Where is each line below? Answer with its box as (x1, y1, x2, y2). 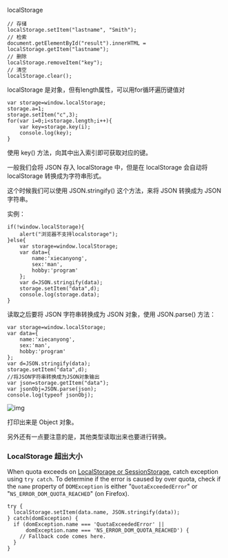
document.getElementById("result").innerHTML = (7, 40, 147, 47)
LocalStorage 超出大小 (7, 451, 83, 461)
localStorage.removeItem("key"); (7, 59, 103, 66)
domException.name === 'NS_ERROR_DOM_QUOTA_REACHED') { (25, 527, 189, 534)
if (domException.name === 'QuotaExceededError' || (13, 521, 165, 528)
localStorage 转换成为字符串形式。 (7, 172, 105, 180)
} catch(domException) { (7, 515, 79, 522)
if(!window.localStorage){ (7, 223, 85, 230)
